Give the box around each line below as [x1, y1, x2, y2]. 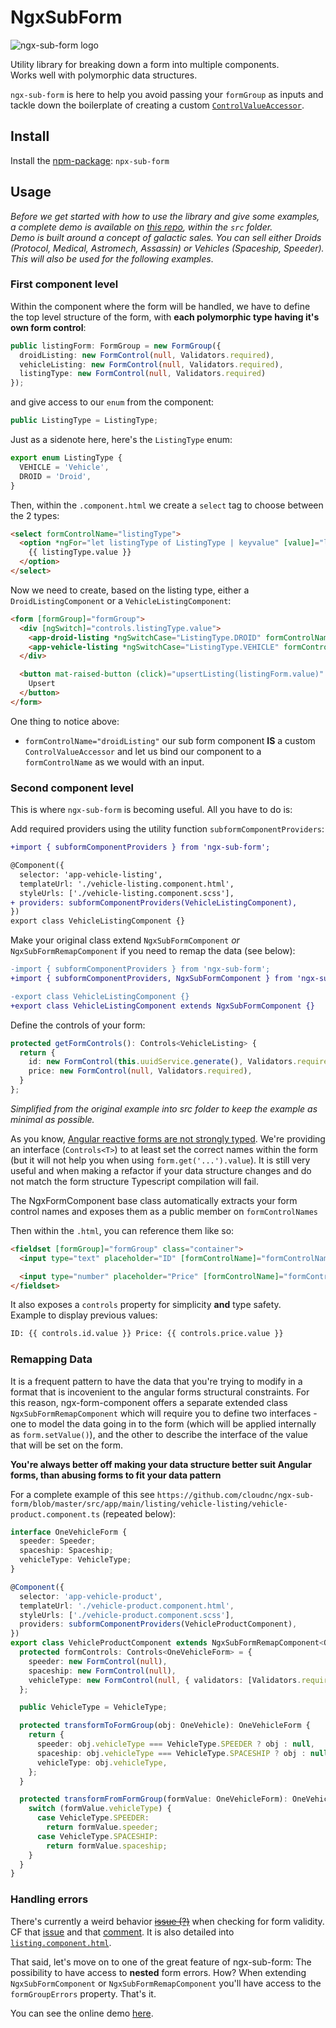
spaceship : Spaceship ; [19, 1546, 114, 1556]
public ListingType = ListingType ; [10, 416, 159, 426]
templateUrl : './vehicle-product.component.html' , [19, 1601, 235, 1611]
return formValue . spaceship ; [46, 1841, 168, 1851]
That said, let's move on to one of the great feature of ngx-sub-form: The [10, 1956, 312, 1968]
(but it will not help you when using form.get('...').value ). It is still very [10, 1154, 311, 1166]
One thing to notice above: [10, 715, 120, 727]
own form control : [10, 321, 87, 333]
